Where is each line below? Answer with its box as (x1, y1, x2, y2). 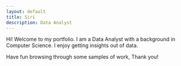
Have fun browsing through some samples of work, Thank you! (6, 54, 159, 61)
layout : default (6, 8, 46, 15)
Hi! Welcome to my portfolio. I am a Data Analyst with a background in (6, 36, 175, 43)
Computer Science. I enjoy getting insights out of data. (6, 42, 138, 49)
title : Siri (6, 14, 35, 20)
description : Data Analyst (6, 19, 72, 25)
